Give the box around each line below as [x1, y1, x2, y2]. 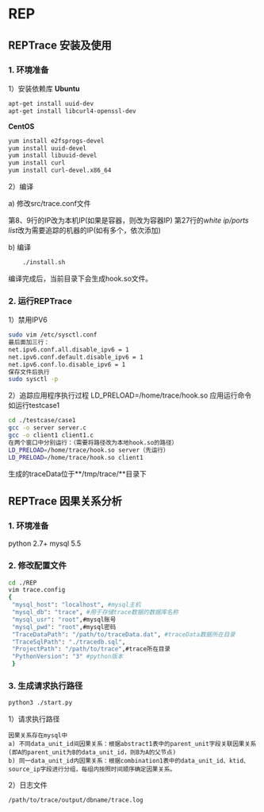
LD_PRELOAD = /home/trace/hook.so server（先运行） [8, 446, 170, 454]
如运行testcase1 [8, 401, 60, 410]
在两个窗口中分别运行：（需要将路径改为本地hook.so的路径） [8, 438, 178, 446]
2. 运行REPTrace [8, 295, 73, 306]
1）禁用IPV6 [8, 315, 48, 324]
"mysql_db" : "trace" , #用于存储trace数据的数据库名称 [11, 608, 179, 616]
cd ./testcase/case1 [8, 417, 77, 425]
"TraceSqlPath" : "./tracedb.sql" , [11, 638, 126, 646]
